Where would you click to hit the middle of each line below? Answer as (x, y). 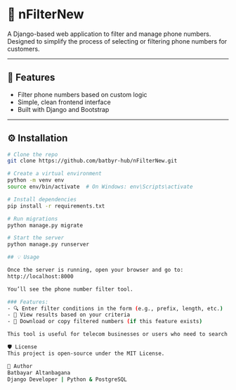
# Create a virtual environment (54, 174)
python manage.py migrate (45, 225)
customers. (24, 49)
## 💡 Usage (24, 257)
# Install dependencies (42, 199)
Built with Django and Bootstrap (63, 109)
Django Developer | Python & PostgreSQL (67, 379)
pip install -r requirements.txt (56, 206)
